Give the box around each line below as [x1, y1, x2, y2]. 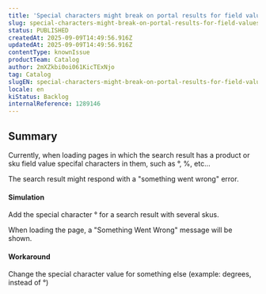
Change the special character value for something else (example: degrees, [8, 269, 252, 279]
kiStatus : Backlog [8, 93, 69, 101]
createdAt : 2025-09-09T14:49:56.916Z [8, 33, 133, 42]
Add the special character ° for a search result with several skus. [8, 210, 219, 220]
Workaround [8, 251, 51, 262]
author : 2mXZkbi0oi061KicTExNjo [8, 63, 115, 71]
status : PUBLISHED [8, 26, 69, 34]
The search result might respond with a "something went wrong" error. [8, 174, 239, 183]
